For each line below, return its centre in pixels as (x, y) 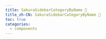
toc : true (16, 19)
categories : (18, 24)
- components (24, 29)
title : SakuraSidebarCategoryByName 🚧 (46, 10)
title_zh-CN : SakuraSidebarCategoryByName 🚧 (53, 15)
